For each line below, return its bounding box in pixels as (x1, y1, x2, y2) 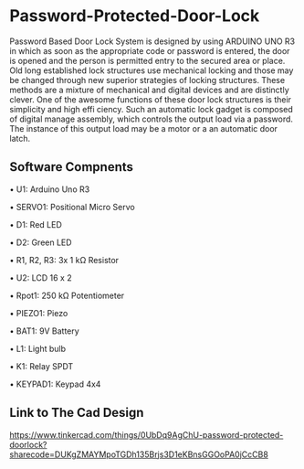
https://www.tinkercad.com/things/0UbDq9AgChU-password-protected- (9, 429, 284, 440)
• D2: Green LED (9, 237, 72, 248)
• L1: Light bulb (9, 343, 67, 354)
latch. (9, 133, 31, 144)
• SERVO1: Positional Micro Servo (9, 201, 135, 212)
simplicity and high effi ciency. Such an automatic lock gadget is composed (9, 103, 294, 114)
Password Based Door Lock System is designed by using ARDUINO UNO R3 (9, 36, 296, 47)
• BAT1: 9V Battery (9, 325, 79, 336)
